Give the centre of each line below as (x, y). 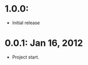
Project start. (26, 57)
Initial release (26, 23)
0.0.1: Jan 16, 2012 (44, 43)
